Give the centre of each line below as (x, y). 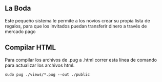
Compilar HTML (31, 48)
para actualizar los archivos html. (40, 65)
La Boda (18, 8)
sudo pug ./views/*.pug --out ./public (47, 74)
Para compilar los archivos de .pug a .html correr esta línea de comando (81, 60)
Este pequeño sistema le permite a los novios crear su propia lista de (77, 20)
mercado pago (20, 31)
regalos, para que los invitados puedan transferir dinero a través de (76, 26)
